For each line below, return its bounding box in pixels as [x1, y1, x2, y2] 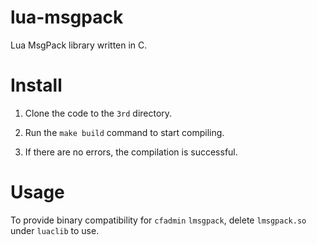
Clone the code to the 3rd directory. [24, 107, 173, 119]
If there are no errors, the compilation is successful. [24, 146, 238, 158]
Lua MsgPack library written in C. [10, 39, 148, 51]
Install [10, 74, 63, 97]
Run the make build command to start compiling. [24, 126, 225, 138]
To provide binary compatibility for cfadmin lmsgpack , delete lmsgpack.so [10, 214, 307, 226]
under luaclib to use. [10, 224, 100, 236]
